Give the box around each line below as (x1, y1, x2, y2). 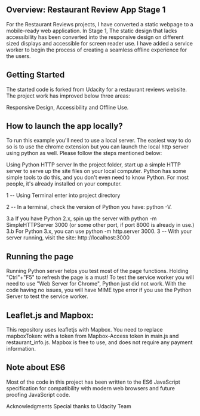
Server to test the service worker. (6, 293, 88, 300)
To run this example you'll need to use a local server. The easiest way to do (6, 137, 192, 144)
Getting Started (6, 70, 65, 80)
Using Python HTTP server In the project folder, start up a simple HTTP (6, 161, 181, 168)
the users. (6, 52, 31, 59)
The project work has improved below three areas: (6, 92, 130, 99)
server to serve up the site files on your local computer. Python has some (6, 168, 186, 175)
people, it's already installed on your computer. (6, 180, 122, 187)
